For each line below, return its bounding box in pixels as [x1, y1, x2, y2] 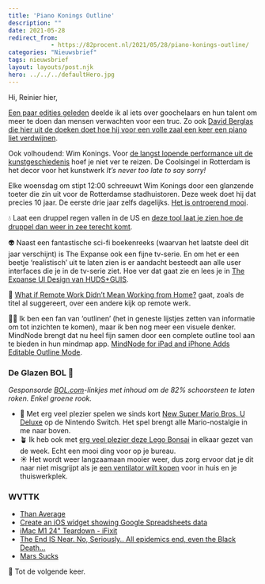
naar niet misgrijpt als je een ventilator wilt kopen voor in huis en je [19, 463, 237, 472]
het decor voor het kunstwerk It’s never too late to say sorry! [8, 165, 206, 175]
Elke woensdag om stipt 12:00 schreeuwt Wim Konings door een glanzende [8, 180, 255, 190]
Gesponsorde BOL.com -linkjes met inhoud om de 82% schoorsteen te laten [8, 385, 256, 394]
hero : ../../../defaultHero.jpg [8, 71, 115, 79]
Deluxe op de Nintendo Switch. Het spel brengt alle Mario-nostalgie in [19, 417, 248, 427]
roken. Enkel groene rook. [8, 394, 93, 403]
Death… [19, 543, 46, 552]
